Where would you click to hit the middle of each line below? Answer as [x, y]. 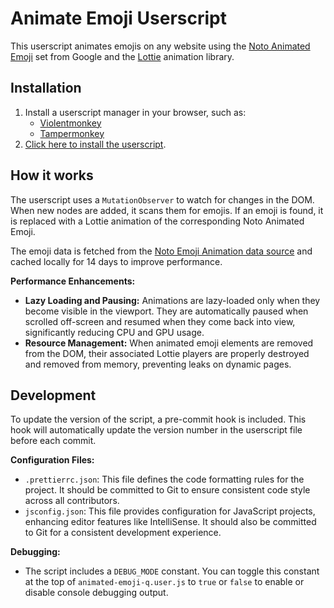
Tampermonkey [72, 133]
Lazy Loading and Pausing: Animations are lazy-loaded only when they [172, 300]
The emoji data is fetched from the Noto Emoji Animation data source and [161, 251]
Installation [46, 88]
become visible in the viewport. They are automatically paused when [166, 311]
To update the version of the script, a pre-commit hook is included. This [158, 419]
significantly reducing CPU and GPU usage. [114, 332]
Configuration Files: [52, 460]
